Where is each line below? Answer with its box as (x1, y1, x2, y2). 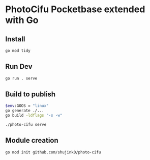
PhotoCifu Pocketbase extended (5, 4, 145, 15)
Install (5, 35, 25, 43)
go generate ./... (5, 108, 44, 113)
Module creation (5, 136, 58, 145)
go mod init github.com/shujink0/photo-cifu (5, 149, 101, 155)
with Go (5, 14, 39, 26)
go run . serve (5, 75, 38, 81)
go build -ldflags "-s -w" (5, 113, 63, 118)
